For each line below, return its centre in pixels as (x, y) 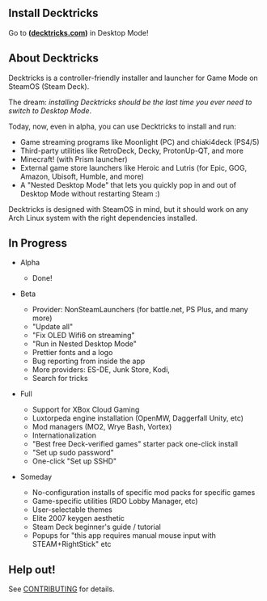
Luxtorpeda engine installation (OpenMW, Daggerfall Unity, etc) (138, 418)
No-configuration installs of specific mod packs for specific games (144, 493)
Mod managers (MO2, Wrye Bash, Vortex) (102, 427)
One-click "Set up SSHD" (74, 461)
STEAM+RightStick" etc (72, 544)
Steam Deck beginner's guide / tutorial (97, 527)
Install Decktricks (53, 13)
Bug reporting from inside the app (89, 361)
